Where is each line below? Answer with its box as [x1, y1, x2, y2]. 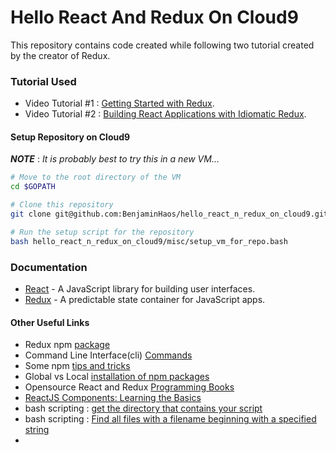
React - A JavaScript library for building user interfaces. [24, 282, 256, 295]
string [24, 424, 50, 436]
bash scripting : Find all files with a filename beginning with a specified [24, 413, 317, 425]
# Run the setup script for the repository [10, 227, 195, 237]
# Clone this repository [10, 200, 114, 210]
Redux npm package [24, 339, 111, 351]
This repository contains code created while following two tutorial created [10, 39, 315, 51]
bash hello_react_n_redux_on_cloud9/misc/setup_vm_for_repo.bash [10, 236, 288, 246]
